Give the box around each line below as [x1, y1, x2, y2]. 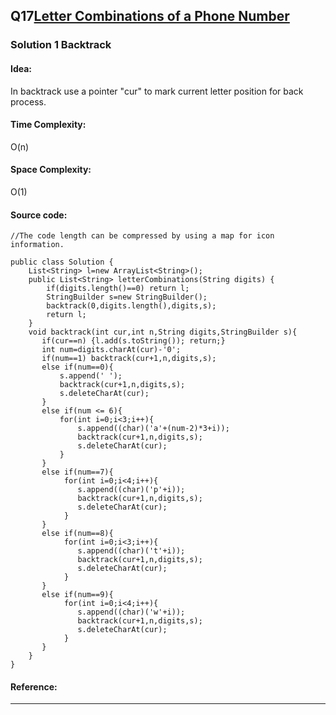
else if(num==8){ [41, 529, 114, 539]
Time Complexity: [10, 119, 87, 131]
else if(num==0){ [41, 362, 114, 373]
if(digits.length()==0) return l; [46, 284, 190, 294]
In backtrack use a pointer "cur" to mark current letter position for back [10, 85, 304, 97]
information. [10, 240, 65, 250]
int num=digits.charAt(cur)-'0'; [41, 345, 182, 355]
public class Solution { [10, 257, 114, 268]
